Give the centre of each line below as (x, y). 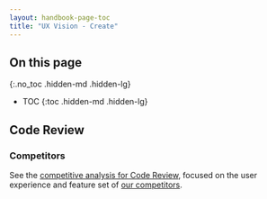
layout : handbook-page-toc (60, 18)
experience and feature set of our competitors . (96, 185)
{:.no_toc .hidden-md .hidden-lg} (71, 84)
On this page (46, 63)
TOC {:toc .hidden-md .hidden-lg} (85, 102)
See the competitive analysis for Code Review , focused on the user (133, 175)
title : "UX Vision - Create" (64, 26)
